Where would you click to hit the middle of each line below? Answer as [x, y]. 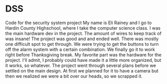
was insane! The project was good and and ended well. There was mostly [82, 39]
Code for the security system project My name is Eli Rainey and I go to [78, 23]
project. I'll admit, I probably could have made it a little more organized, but [83, 60]
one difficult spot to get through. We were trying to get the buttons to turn [82, 44]
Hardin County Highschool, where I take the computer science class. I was [83, 28]
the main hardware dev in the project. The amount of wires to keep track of [83, 33]
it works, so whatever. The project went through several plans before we [81, 65]
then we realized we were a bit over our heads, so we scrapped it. [74, 76]
